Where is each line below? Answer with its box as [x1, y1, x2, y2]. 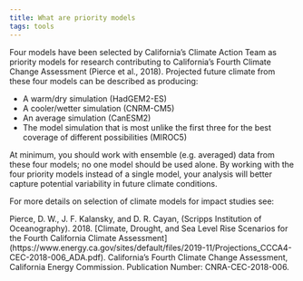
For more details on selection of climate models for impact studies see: [9, 196, 275, 207]
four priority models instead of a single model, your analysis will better [9, 169, 273, 179]
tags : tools [9, 22, 54, 31]
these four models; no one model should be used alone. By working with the [9, 159, 295, 170]
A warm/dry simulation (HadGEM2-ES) [22, 92, 168, 104]
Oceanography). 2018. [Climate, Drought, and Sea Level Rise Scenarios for [9, 223, 288, 234]
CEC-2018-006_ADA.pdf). [9, 251, 106, 263]
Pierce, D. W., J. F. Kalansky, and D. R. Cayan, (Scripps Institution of [9, 213, 262, 224]
